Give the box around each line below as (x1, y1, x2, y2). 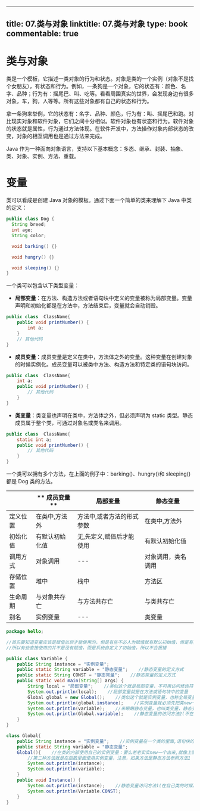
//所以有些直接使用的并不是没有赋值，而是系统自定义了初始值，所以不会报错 (6, 645, 167, 651)
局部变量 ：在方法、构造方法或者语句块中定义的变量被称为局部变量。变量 (14, 294, 192, 302)
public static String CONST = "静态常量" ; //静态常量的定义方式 (17, 672, 176, 678)
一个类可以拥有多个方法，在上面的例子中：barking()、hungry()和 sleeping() (6, 470, 191, 477)
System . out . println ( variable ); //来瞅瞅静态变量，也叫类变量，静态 (27, 706, 192, 711)
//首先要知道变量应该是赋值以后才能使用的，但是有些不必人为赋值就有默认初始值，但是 (6, 639, 189, 645)
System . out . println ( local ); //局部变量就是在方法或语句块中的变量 (27, 689, 189, 695)
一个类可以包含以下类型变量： (6, 282, 79, 289)
